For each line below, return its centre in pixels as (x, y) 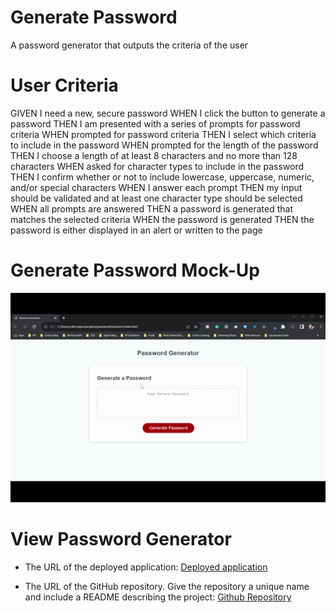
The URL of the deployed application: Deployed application (146, 567)
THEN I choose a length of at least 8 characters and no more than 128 (154, 155)
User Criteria (64, 85)
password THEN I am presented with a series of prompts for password (155, 123)
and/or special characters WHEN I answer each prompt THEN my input (156, 187)
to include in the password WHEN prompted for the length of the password (164, 145)
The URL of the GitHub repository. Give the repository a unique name (167, 587)
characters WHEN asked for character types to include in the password (157, 166)
